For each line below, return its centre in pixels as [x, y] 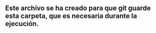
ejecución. [22, 24]
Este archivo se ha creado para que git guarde [78, 8]
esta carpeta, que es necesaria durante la [71, 16]
